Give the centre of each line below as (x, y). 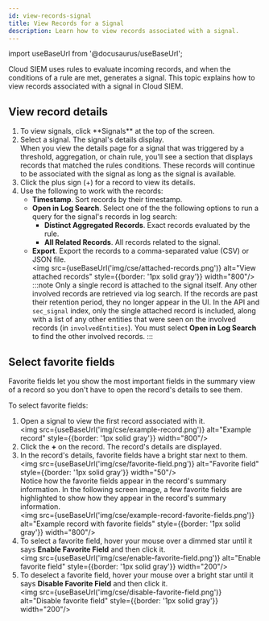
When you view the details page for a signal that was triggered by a (132, 148)
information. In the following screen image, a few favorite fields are (131, 489)
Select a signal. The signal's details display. (92, 140)
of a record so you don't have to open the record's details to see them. (126, 390)
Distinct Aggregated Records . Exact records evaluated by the (147, 226)
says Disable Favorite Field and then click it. (94, 584)
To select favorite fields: (48, 405)
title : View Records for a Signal (66, 23)
